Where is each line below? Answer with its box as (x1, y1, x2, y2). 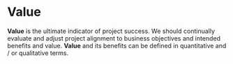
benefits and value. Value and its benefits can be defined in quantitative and (7, 41, 227, 50)
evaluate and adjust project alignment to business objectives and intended (7, 34, 221, 42)
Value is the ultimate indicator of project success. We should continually (7, 27, 215, 35)
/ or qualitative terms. (7, 49, 69, 57)
